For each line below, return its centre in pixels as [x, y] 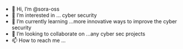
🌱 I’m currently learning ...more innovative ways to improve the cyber [94, 21]
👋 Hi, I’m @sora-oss [36, 9]
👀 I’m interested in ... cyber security [54, 15]
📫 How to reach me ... [38, 40]
